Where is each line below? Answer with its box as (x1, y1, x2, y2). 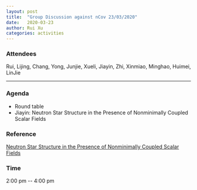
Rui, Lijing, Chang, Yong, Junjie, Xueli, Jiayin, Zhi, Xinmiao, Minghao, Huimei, (6, 63, 192, 70)
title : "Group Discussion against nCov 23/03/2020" (6, 14, 138, 20)
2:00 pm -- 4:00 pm (6, 177, 55, 185)
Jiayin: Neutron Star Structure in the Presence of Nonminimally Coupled (14, 109, 189, 116)
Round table (14, 103, 44, 110)
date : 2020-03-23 (6, 19, 54, 25)
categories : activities (6, 30, 64, 36)
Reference (6, 130, 36, 138)
